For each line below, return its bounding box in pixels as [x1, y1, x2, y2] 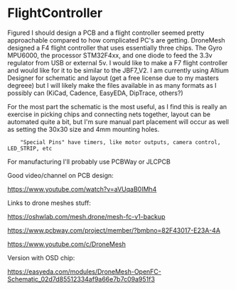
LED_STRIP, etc [7, 145, 53, 152]
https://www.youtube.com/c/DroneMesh [7, 240, 126, 248]
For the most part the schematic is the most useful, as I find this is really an [7, 102, 227, 111]
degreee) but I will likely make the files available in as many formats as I [7, 81, 217, 89]
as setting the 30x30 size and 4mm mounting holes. [7, 125, 160, 133]
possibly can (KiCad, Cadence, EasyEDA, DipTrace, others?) [7, 89, 183, 97]
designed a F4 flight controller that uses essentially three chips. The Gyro [7, 43, 222, 52]
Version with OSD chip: [7, 253, 75, 262]
